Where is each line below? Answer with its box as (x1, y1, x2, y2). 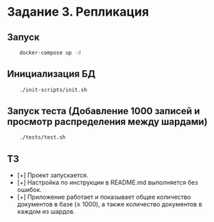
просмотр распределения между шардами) (7, 115, 208, 127)
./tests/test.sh (19, 134, 67, 141)
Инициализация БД (7, 68, 96, 80)
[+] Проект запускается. (16, 171, 88, 180)
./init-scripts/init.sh (19, 86, 88, 93)
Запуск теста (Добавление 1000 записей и (7, 105, 200, 117)
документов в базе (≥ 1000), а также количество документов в (16, 200, 202, 208)
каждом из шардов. (16, 208, 75, 216)
